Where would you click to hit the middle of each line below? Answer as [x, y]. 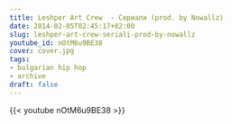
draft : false [34, 84]
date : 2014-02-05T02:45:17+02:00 [72, 26]
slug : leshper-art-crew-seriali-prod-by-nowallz [102, 34]
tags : [19, 59]
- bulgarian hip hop [48, 68]
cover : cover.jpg [42, 51]
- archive [28, 76]
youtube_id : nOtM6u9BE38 [56, 43]
